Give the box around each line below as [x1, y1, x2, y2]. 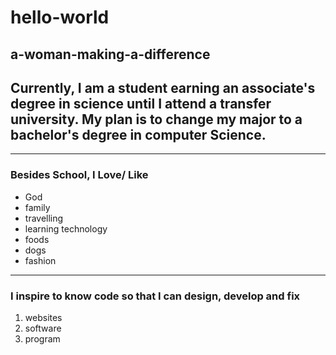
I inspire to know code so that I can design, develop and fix [10, 289, 301, 303]
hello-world [10, 6, 110, 29]
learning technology [24, 222, 108, 235]
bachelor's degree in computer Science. [10, 126, 267, 143]
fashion [24, 254, 57, 266]
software [24, 322, 62, 334]
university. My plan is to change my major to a [10, 111, 303, 128]
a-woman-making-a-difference [10, 46, 211, 63]
